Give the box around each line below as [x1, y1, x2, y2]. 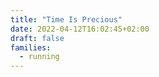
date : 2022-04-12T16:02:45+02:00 [10, 24, 150, 34]
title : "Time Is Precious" [10, 14, 123, 25]
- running [19, 52, 60, 62]
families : [10, 42, 52, 53]
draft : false [10, 33, 65, 43]
